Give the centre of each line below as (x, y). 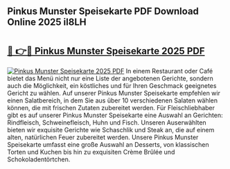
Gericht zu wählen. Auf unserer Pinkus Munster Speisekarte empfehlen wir (114, 93)
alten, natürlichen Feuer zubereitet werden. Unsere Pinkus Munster (103, 137)
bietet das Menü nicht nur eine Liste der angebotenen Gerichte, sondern (110, 78)
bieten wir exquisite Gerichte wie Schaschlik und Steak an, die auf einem (111, 130)
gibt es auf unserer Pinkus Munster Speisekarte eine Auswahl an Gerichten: (115, 115)
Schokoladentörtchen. (39, 159)
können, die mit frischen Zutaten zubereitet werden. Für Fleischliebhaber (111, 108)
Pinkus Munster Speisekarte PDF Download (103, 11)
